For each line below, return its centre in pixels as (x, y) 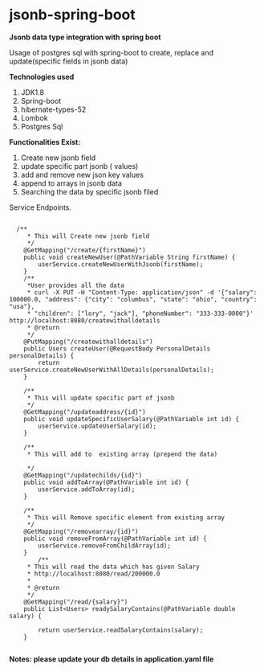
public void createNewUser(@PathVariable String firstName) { (130, 257)
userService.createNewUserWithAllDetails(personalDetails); (112, 370)
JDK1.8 (32, 92)
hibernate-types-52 (53, 109)
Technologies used (42, 76)
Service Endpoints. (40, 207)
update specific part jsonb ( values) (79, 166)
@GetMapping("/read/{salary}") (76, 602)
